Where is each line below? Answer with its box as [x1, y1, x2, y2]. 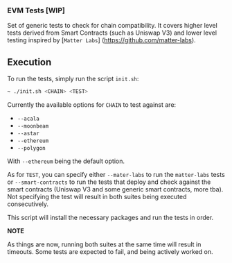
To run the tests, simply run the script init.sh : [7, 75, 139, 83]
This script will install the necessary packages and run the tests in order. [7, 213, 214, 221]
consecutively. [7, 200, 48, 208]
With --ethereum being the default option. [7, 157, 125, 165]
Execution [7, 56, 52, 68]
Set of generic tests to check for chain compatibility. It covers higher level [7, 22, 218, 30]
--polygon [17, 144, 46, 151]
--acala [17, 115, 39, 122]
